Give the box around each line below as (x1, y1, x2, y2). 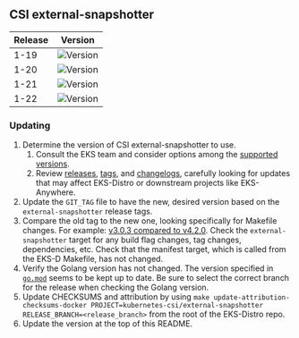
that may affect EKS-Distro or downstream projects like (35, 178, 239, 189)
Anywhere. (35, 187, 76, 198)
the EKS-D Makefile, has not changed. (21, 254, 164, 265)
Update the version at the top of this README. (21, 318, 193, 329)
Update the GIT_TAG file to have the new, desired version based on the (21, 197, 280, 207)
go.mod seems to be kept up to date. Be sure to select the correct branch (21, 273, 289, 283)
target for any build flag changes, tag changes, (68, 234, 242, 245)
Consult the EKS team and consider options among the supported (35, 149, 278, 160)
